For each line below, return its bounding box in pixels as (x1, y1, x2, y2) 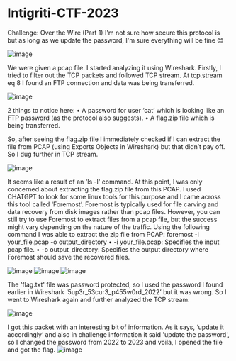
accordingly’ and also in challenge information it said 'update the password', (7, 330, 230, 338)
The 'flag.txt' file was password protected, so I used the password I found (7, 280, 223, 289)
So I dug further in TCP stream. (7, 150, 99, 158)
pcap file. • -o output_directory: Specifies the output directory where (7, 245, 209, 253)
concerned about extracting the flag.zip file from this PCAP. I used (7, 184, 201, 193)
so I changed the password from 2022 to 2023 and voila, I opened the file (7, 338, 223, 346)
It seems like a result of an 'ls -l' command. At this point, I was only (7, 177, 203, 186)
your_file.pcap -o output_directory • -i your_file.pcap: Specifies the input (7, 238, 220, 246)
